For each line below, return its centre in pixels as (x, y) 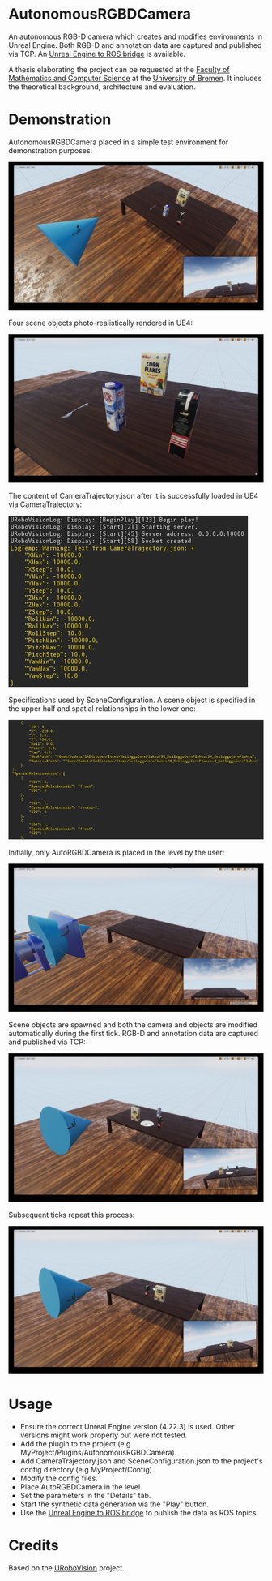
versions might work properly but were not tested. (104, 1435)
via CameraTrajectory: (45, 504)
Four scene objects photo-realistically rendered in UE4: (100, 323)
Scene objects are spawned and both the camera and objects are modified (133, 1025)
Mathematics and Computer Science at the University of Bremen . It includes (135, 78)
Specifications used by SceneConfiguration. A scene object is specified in (132, 700)
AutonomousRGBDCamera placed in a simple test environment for (119, 142)
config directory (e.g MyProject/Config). (87, 1470)
